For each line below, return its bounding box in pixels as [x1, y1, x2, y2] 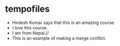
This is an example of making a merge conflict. [12, 35, 106, 41]
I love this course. [12, 24, 48, 30]
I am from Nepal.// [12, 30, 49, 36]
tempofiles [5, 3, 50, 15]
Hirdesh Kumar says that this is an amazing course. [12, 20, 116, 25]
